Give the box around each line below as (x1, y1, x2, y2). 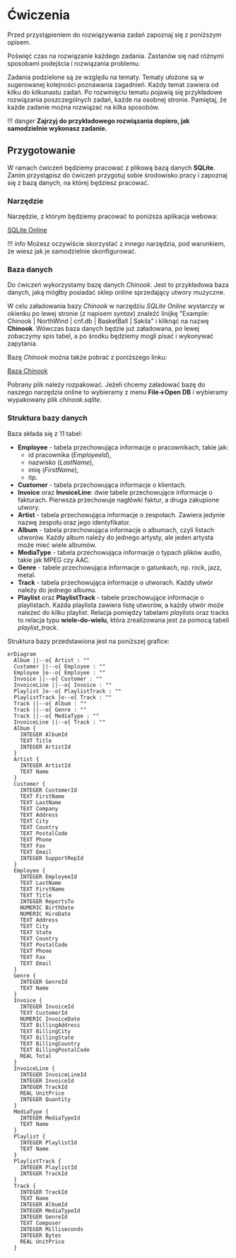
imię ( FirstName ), (28, 465, 79, 474)
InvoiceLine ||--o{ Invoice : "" (13, 681, 112, 688)
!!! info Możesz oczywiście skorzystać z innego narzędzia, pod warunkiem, (7, 240, 226, 248)
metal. (17, 570, 37, 579)
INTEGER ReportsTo (20, 898, 74, 905)
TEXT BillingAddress (20, 1021, 81, 1028)
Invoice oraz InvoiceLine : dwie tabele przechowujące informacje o (17, 488, 213, 496)
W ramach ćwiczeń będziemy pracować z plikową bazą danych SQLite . (7, 163, 216, 172)
